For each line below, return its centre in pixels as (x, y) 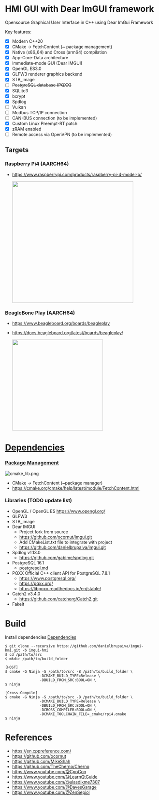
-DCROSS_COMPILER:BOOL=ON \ (68, 710)
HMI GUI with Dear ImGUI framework (80, 9)
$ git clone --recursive (30, 646)
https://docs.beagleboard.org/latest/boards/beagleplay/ (67, 333)
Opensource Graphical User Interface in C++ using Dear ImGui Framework (79, 22)
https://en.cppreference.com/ (42, 751)
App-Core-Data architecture (40, 58)
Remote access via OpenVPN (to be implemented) (62, 134)
